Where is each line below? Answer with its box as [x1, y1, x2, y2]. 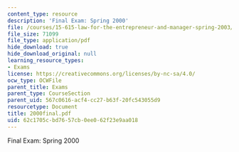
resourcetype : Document [7, 103, 78, 111]
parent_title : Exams [7, 83, 69, 91]
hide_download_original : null [7, 51, 97, 58]
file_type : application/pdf [7, 37, 91, 44]
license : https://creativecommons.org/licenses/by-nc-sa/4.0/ [7, 70, 196, 77]
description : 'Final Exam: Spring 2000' [7, 17, 129, 24]
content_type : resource [7, 10, 78, 18]
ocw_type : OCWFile [7, 76, 62, 84]
